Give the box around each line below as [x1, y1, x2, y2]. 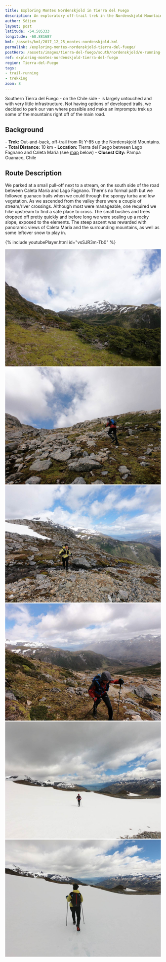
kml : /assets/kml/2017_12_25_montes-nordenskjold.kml [5, 40, 119, 45]
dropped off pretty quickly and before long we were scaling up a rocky [5, 214, 149, 220]
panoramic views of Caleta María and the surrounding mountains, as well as [5, 224, 160, 230]
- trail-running [5, 71, 39, 76]
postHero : [5, 50, 26, 55]
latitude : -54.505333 [5, 29, 50, 34]
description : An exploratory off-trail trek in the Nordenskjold [5, 13, 142, 18]
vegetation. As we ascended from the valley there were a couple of [5, 198, 142, 204]
